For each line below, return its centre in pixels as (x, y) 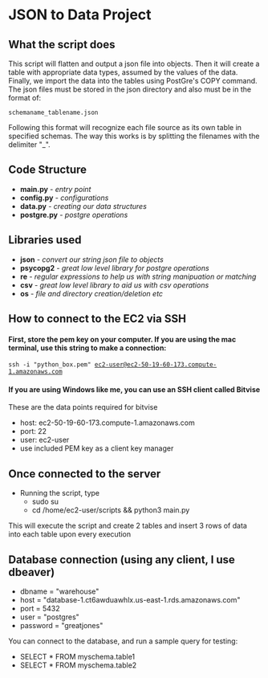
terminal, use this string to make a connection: (87, 348)
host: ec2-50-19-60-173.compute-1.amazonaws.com (107, 423)
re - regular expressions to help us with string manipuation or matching (138, 276)
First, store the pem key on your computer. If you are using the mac (122, 339)
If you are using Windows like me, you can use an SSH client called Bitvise (134, 389)
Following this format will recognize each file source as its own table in (125, 127)
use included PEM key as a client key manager (97, 448)
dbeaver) (32, 572)
